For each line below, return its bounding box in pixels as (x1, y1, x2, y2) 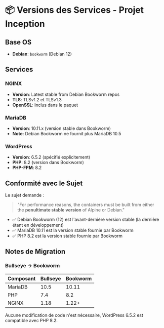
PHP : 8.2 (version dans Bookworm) (12, 160, 84, 165)
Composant (7, 275, 36, 282)
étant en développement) (12, 222, 64, 228)
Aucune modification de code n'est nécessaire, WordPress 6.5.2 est (5, 312, 143, 318)
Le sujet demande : (5, 192, 44, 198)
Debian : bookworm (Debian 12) (12, 51, 72, 57)
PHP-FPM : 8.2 (12, 164, 42, 171)
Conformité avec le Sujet (5, 179, 83, 187)
